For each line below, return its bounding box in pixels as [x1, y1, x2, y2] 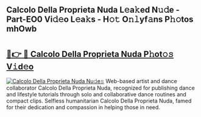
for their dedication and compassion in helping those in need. [6, 104, 160, 111]
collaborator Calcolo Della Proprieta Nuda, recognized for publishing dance [6, 84, 195, 92]
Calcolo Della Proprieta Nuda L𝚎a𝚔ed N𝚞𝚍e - [6, 5, 180, 15]
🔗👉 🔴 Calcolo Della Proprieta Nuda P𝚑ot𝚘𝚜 [6, 48, 174, 59]
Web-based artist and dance [105, 78, 178, 84]
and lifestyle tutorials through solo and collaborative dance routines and [6, 91, 187, 98]
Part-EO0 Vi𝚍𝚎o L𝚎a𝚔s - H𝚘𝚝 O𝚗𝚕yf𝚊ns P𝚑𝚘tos [6, 15, 194, 25]
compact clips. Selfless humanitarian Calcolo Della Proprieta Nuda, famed [6, 97, 192, 104]
